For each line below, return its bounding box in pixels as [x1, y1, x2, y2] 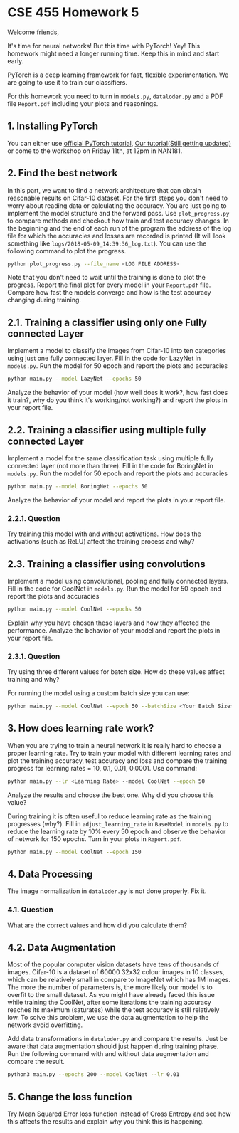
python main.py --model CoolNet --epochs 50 [7, 606, 142, 613]
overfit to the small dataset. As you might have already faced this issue [7, 991, 215, 999]
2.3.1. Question [7, 651, 60, 661]
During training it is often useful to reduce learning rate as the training [7, 812, 212, 821]
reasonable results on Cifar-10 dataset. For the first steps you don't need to [7, 194, 228, 202]
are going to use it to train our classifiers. [7, 78, 128, 86]
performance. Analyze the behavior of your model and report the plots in [7, 626, 221, 634]
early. [7, 56, 24, 65]
